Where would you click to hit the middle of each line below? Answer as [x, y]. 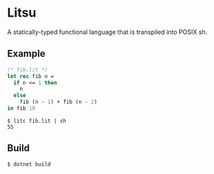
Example [26, 54]
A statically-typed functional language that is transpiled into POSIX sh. [107, 32]
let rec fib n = [30, 76]
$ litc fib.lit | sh [37, 121]
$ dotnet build [29, 164]
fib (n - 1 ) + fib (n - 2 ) [59, 102]
